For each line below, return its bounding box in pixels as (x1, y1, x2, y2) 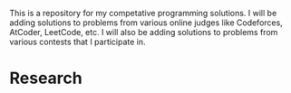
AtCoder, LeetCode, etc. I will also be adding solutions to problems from (9, 27, 278, 37)
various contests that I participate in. (9, 36, 147, 47)
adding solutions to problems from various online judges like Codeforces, (9, 17, 283, 28)
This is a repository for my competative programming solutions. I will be (9, 8, 277, 18)
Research (9, 68, 83, 88)
